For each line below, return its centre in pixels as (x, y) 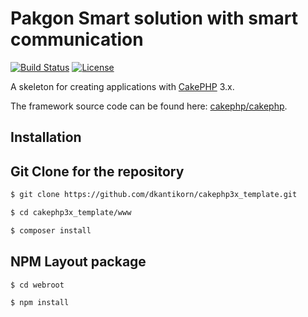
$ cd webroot (37, 285)
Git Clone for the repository (97, 171)
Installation (46, 137)
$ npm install (40, 303)
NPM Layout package (78, 262)
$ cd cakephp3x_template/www (71, 213)
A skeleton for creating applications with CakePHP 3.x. (122, 86)
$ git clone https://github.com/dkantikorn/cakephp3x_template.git (154, 195)
